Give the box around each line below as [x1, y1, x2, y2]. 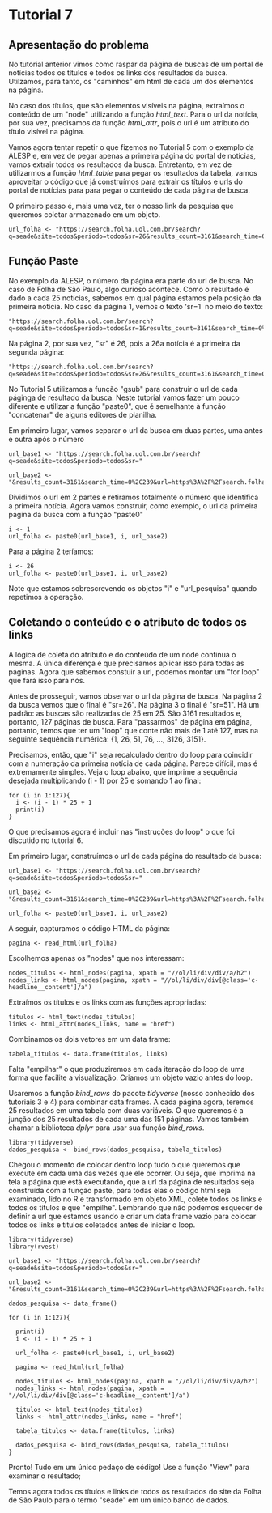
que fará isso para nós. [8, 675, 86, 685]
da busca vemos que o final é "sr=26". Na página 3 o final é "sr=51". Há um [8, 699, 260, 709]
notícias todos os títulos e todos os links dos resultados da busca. [8, 68, 228, 78]
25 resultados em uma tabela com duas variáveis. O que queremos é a [8, 1105, 244, 1115]
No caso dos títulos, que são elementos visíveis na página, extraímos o [8, 101, 245, 110]
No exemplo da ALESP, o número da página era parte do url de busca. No [8, 275, 253, 285]
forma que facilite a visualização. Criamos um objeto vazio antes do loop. [8, 1073, 253, 1082]
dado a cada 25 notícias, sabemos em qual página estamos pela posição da [8, 293, 261, 303]
